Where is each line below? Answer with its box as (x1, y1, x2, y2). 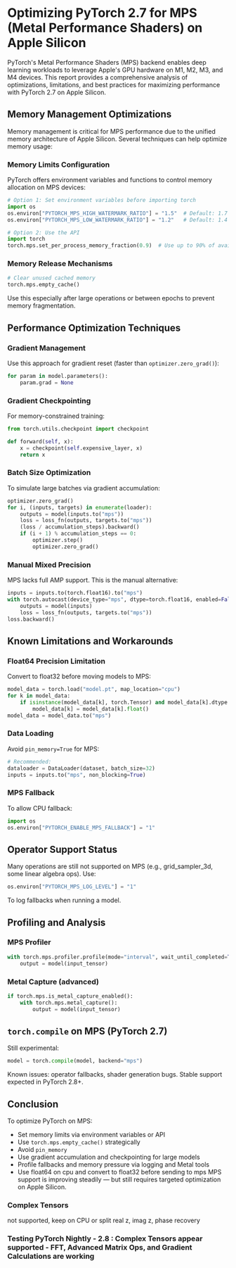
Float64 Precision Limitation (7, 656, 105, 666)
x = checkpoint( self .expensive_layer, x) (20, 445, 143, 452)
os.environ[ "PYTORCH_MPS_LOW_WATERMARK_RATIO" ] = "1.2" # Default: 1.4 (7, 216, 228, 223)
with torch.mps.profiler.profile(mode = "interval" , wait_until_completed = (7, 953, 228, 960)
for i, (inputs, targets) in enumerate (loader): (7, 504, 152, 511)
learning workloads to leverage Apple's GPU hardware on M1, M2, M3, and (7, 65, 223, 74)
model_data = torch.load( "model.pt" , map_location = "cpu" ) (7, 686, 181, 693)
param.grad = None (20, 379, 74, 386)
